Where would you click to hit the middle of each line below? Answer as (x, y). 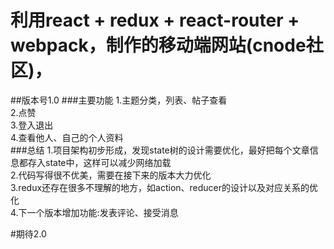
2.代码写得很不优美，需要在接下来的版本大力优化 (111, 175)
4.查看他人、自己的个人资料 (67, 137)
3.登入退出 (32, 125)
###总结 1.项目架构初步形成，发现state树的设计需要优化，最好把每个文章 (160, 150)
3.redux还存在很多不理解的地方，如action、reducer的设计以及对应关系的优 (164, 187)
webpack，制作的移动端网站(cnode (158, 45)
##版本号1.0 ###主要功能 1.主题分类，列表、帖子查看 (119, 100)
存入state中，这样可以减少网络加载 (99, 162)
